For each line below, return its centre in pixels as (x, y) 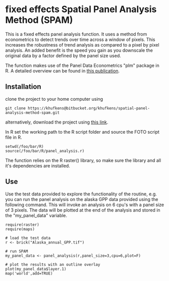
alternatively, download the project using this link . (57, 122)
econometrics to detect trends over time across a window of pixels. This (80, 39)
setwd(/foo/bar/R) (24, 146)
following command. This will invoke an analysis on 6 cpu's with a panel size (85, 205)
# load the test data (28, 238)
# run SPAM (17, 251)
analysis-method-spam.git (32, 112)
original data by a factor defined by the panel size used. (63, 55)
